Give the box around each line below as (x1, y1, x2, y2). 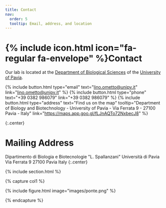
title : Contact (5, 7, 37, 12)
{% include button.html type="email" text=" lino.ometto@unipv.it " (5, 84, 138, 90)
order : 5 (9, 16, 28, 21)
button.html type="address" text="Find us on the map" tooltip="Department (5, 100, 161, 106)
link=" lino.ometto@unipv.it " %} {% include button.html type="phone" (5, 90, 147, 96)
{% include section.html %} (5, 169, 61, 175)
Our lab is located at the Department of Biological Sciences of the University (5, 69, 161, 75)
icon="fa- (95, 43, 137, 53)
